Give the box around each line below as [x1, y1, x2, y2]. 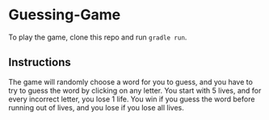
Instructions [8, 56, 71, 69]
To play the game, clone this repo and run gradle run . [8, 32, 187, 42]
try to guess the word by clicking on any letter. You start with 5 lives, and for [8, 85, 262, 95]
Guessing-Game [8, 6, 121, 24]
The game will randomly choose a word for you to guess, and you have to [8, 77, 253, 86]
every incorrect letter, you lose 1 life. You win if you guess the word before [8, 94, 255, 104]
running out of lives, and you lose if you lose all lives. [8, 102, 184, 112]
